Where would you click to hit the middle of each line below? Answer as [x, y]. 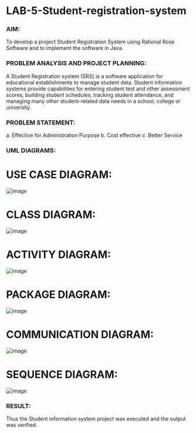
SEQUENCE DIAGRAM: [62, 374]
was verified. [22, 425]
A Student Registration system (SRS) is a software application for [85, 76]
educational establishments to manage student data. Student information [94, 82]
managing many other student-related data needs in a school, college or [93, 101]
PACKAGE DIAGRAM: [58, 295]
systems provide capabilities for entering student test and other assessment [98, 89]
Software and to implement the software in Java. [65, 48]
